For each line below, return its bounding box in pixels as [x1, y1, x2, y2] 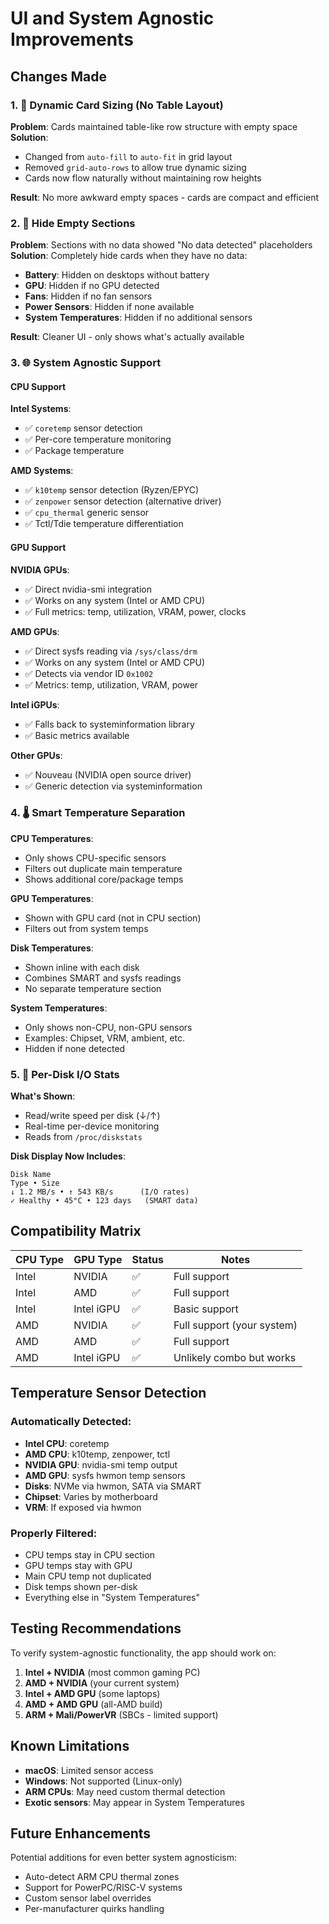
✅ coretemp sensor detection [24, 422, 143, 434]
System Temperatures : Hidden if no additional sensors [24, 312, 253, 324]
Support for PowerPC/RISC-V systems [24, 1882, 183, 1894]
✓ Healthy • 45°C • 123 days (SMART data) [10, 1196, 199, 1206]
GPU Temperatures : [10, 892, 94, 904]
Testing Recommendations [10, 1620, 182, 1637]
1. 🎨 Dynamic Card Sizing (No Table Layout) [10, 98, 224, 112]
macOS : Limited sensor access [24, 1764, 154, 1776]
